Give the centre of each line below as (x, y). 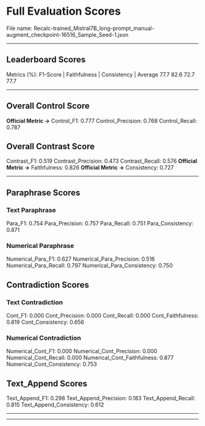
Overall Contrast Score (51, 146)
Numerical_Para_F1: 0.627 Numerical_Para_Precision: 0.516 (81, 259)
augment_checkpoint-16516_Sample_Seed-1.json (67, 34)
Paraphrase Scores (43, 192)
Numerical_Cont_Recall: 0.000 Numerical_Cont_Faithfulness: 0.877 (90, 358)
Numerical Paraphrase (40, 245)
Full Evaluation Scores (63, 11)
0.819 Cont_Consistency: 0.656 (45, 322)
